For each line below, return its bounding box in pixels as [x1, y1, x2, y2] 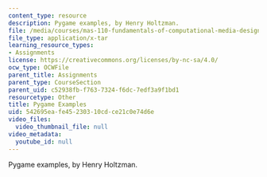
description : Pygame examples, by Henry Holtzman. [8, 19, 180, 27]
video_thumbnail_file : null [15, 123, 109, 131]
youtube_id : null [15, 137, 73, 146]
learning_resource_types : [8, 41, 94, 49]
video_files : [8, 116, 52, 124]
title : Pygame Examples [8, 100, 87, 108]
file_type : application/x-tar [8, 33, 109, 42]
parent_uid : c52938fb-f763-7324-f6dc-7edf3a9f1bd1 [8, 85, 180, 94]
